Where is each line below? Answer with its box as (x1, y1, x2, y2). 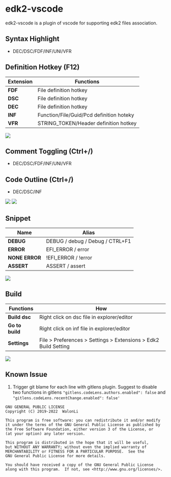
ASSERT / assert (46, 262, 85, 270)
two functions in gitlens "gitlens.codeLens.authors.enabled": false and (12, 389, 166, 395)
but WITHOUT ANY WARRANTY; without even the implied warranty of (5, 444, 147, 450)
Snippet (5, 214, 31, 223)
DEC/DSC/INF (12, 189, 42, 195)
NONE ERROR (8, 254, 42, 261)
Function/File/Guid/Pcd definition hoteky (37, 111, 134, 118)
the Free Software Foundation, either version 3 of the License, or (5, 427, 154, 432)
